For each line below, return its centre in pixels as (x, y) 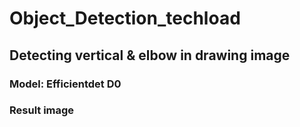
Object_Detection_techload (125, 18)
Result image (42, 110)
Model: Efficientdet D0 (65, 84)
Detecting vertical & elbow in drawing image (150, 55)
